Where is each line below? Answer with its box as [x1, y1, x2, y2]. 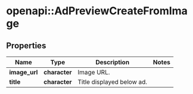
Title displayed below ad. [77, 78, 148, 86]
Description [95, 58, 130, 66]
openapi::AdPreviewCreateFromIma [6, 4, 188, 18]
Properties [6, 40, 46, 51]
